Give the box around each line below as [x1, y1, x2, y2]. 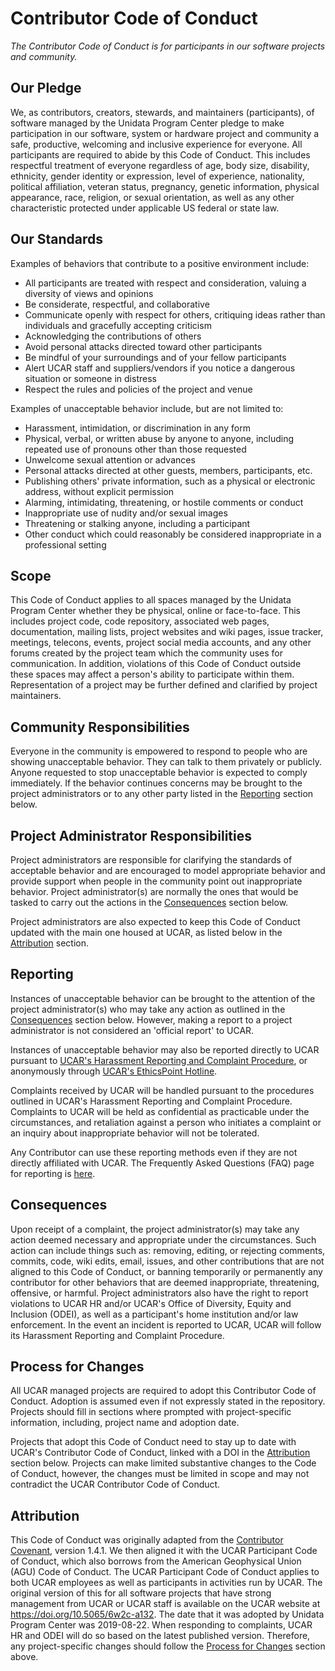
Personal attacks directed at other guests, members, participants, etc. [24, 464, 313, 476]
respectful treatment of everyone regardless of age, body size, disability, [10, 159, 310, 171]
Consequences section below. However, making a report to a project [10, 1013, 293, 1026]
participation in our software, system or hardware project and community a [10, 127, 320, 139]
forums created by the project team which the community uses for [10, 647, 283, 659]
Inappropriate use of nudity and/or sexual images [24, 507, 228, 519]
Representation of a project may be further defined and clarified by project [10, 679, 318, 691]
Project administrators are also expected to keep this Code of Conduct [10, 916, 301, 927]
